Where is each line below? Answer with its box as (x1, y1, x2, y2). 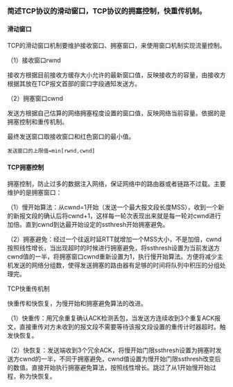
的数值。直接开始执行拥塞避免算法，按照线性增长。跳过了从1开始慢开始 (7, 363, 210, 372)
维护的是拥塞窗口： (7, 189, 62, 197)
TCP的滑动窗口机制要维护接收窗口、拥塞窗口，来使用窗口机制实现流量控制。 (7, 42, 226, 50)
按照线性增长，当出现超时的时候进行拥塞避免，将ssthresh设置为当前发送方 (7, 244, 221, 252)
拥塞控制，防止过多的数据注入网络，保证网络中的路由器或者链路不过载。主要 (7, 180, 226, 188)
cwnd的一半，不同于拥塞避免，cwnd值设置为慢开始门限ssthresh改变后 (19, 355, 221, 363)
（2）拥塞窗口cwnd (7, 94, 64, 103)
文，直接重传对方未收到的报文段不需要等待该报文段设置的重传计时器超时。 (7, 322, 220, 331)
